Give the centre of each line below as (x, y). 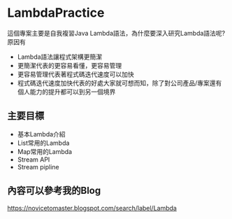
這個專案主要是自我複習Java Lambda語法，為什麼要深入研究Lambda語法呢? (116, 33)
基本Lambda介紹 (41, 134)
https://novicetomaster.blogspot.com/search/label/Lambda (92, 208)
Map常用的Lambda (44, 151)
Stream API (34, 160)
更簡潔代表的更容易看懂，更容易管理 (70, 65)
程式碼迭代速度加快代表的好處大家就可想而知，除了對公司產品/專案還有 (119, 83)
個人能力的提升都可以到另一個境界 (66, 92)
